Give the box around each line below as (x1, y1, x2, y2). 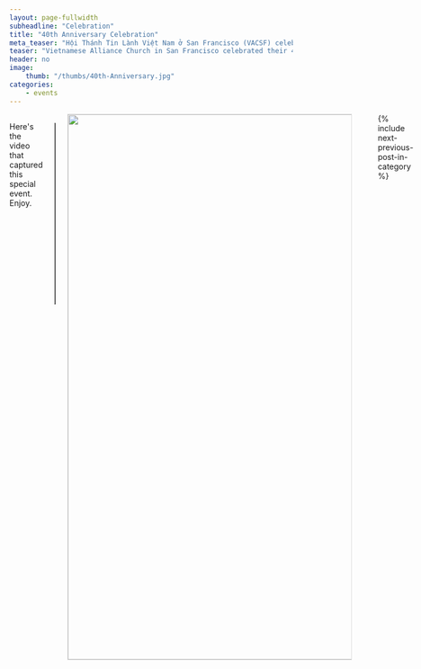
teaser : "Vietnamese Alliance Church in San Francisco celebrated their (9, 47, 288, 56)
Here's (9, 120, 34, 131)
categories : (9, 80, 54, 89)
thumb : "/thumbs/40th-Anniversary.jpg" (25, 72, 175, 81)
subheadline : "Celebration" (9, 22, 115, 31)
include (377, 122, 406, 133)
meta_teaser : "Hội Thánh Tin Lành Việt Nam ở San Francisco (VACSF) (9, 38, 272, 48)
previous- (377, 141, 414, 153)
